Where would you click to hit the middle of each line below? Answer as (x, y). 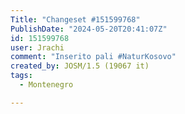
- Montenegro (46, 85)
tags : (21, 76)
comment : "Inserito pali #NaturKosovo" (93, 57)
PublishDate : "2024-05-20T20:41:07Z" (89, 29)
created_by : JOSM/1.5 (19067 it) (80, 66)
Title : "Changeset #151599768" (75, 19)
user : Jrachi (37, 47)
